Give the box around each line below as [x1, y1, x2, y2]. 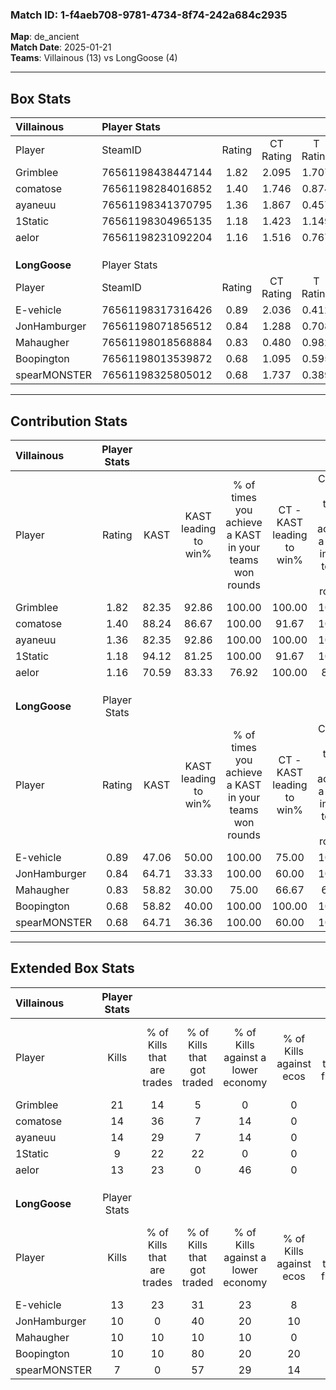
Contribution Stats [10, 413, 128, 430]
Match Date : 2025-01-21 [10, 41, 112, 53]
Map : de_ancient [10, 31, 80, 43]
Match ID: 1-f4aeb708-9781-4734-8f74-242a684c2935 [10, 8, 288, 22]
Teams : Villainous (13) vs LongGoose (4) [10, 52, 178, 64]
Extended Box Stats [10, 960, 135, 977]
